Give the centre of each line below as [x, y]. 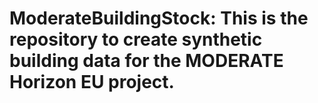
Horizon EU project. [92, 82]
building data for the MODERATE [146, 61]
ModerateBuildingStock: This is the [159, 18]
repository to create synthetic [136, 39]
